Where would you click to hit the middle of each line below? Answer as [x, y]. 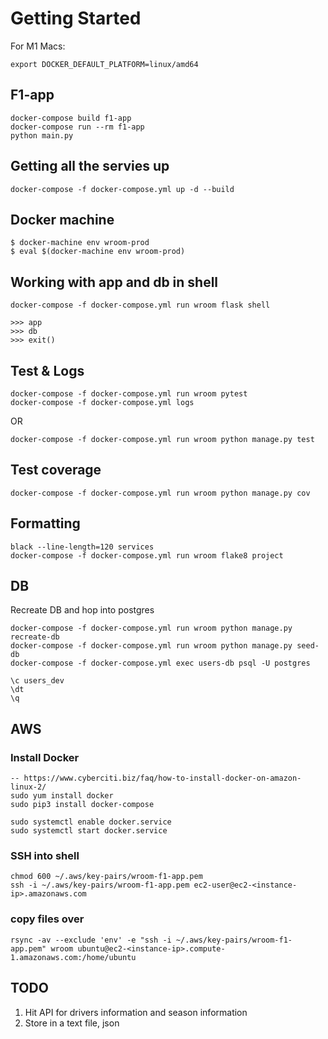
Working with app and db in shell [114, 282]
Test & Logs [47, 370]
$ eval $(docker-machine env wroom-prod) [98, 252]
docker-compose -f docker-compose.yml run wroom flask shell [140, 305]
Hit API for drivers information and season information [136, 1012]
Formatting [45, 523]
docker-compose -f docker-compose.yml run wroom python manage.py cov [160, 493]
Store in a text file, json [72, 1023]
